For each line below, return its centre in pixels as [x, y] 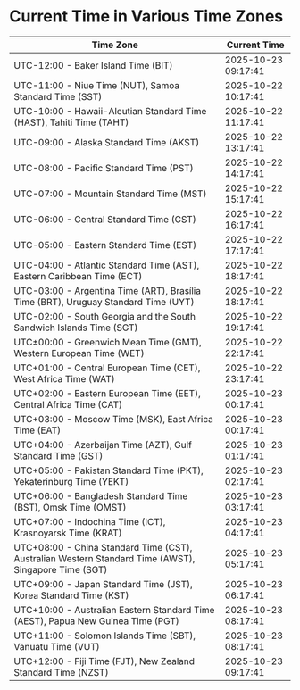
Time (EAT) [37, 430]
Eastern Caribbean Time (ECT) [78, 276]
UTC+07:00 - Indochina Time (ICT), [90, 521]
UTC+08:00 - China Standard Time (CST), [103, 547]
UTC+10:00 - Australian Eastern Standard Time [114, 610]
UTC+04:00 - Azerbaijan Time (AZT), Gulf [103, 445]
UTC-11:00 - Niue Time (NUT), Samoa [97, 85]
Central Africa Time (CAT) [68, 404]
